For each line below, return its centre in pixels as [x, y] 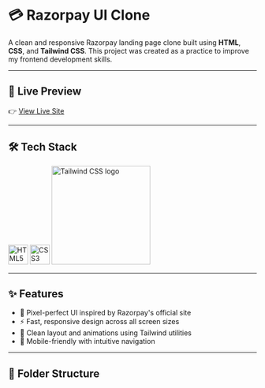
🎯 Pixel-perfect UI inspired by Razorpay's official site [105, 313]
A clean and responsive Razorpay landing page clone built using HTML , [125, 42]
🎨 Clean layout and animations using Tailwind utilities [105, 333]
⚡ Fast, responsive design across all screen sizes [99, 322]
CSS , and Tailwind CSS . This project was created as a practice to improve [129, 50]
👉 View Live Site [36, 110]
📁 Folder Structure [54, 373]
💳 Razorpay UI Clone [79, 15]
